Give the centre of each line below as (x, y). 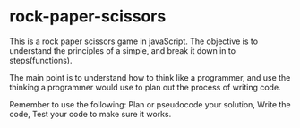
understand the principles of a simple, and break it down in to (122, 50)
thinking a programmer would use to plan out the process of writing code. (145, 87)
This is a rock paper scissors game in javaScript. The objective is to (133, 41)
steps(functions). (41, 60)
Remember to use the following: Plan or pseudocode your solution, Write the (150, 104)
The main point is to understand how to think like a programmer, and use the (150, 77)
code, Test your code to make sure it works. (90, 114)
